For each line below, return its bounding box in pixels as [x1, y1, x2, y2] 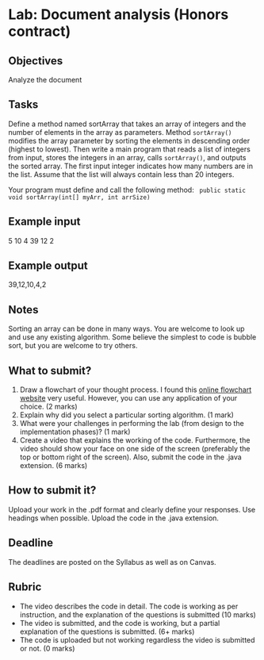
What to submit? [8, 363, 92, 378]
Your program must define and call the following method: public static [8, 185, 246, 194]
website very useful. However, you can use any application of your [19, 393, 238, 403]
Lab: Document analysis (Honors [8, 6, 229, 24]
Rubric [8, 581, 42, 594]
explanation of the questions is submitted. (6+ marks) [19, 627, 195, 636]
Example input [8, 215, 81, 228]
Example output [8, 259, 89, 273]
